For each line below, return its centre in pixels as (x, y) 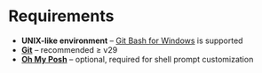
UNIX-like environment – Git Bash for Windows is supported (132, 40)
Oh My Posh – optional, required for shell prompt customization (137, 59)
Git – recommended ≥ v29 (69, 49)
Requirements (61, 16)
